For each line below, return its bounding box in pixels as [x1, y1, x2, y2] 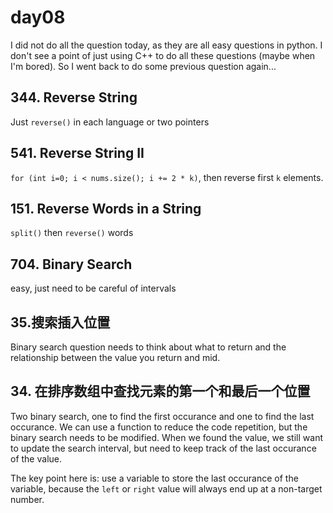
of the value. [10, 452, 62, 465]
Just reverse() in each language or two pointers [10, 116, 210, 128]
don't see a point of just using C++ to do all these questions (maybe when [10, 49, 316, 61]
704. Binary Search [10, 256, 133, 273]
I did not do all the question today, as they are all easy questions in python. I [10, 39, 323, 51]
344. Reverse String [10, 89, 138, 106]
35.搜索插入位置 [10, 314, 111, 331]
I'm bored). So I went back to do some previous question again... [10, 60, 277, 72]
